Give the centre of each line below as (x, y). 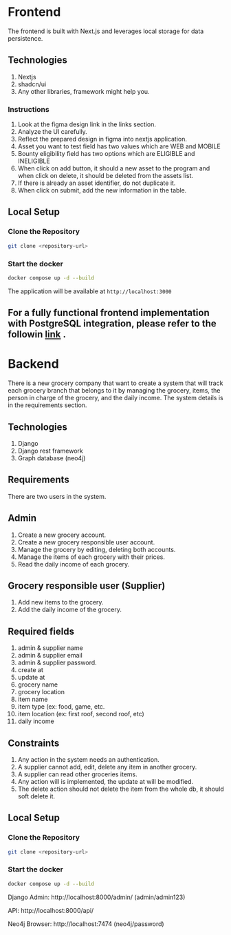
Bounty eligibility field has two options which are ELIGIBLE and (106, 154)
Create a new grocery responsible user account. (86, 542)
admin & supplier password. (57, 662)
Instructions (29, 109)
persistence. (25, 38)
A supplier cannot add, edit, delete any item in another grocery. (107, 767)
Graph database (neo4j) (52, 458)
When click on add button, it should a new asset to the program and (114, 168)
